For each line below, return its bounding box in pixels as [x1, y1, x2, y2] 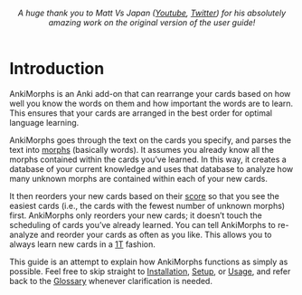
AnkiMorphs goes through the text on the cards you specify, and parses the [9, 134, 292, 146]
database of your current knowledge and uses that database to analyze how [9, 163, 294, 174]
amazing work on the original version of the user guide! [48, 17, 256, 28]
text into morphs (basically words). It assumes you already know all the [9, 144, 274, 155]
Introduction [9, 59, 105, 79]
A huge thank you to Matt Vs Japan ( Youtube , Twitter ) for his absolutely [17, 7, 287, 18]
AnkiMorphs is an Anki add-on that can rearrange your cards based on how [9, 88, 291, 99]
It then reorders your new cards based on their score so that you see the [9, 190, 280, 201]
